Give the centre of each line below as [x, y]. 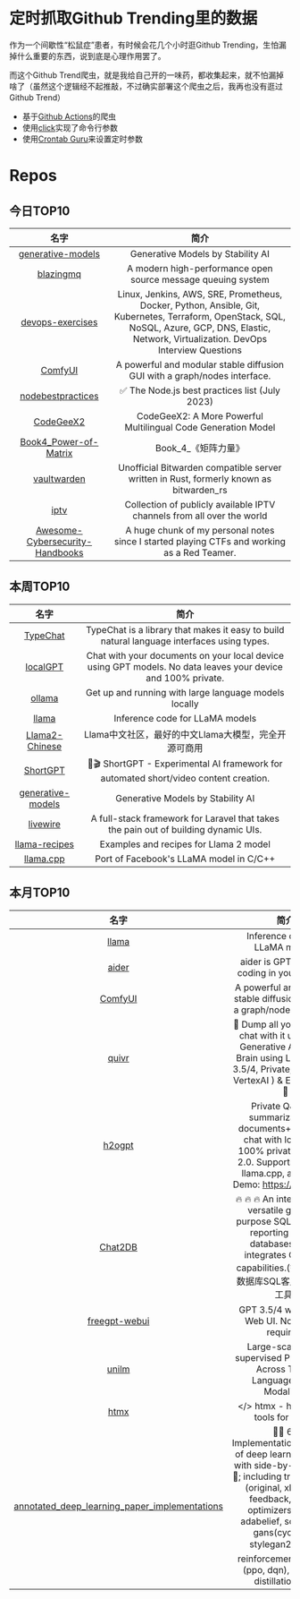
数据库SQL [258, 1281]
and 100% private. [185, 678]
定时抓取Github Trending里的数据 [133, 18]
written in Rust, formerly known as [200, 478]
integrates [266, 1254]
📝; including [257, 1476]
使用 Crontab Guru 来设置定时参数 [83, 139]
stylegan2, [272, 1543]
